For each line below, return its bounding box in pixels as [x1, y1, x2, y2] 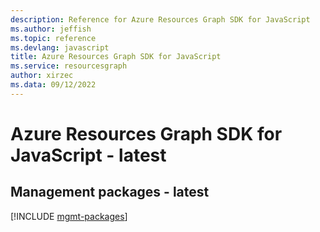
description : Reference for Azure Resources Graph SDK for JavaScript [10, 14, 311, 25]
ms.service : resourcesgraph [10, 61, 128, 71]
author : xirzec [10, 71, 74, 81]
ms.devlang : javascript [10, 42, 110, 53]
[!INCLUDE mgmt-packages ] [10, 210, 128, 222]
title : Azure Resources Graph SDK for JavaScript [10, 52, 222, 62]
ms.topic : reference [10, 33, 97, 43]
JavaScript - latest [10, 144, 167, 166]
